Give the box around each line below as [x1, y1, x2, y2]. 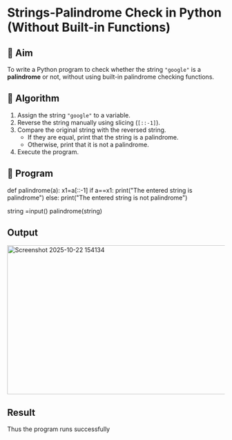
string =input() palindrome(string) [7, 207, 102, 215]
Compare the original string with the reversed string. [17, 126, 166, 134]
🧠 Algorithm [7, 93, 60, 104]
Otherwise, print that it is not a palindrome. [27, 140, 150, 149]
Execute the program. [17, 147, 79, 156]
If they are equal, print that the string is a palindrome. [27, 133, 179, 141]
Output [7, 227, 38, 239]
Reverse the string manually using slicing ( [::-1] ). [17, 118, 161, 126]
